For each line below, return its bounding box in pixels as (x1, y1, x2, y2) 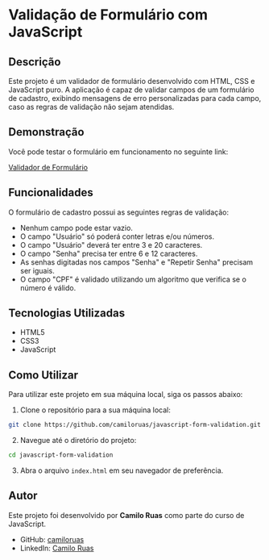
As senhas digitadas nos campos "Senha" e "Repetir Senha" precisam (19, 257, 254, 267)
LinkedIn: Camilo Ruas (19, 543, 94, 553)
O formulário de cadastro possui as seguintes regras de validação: (8, 207, 230, 217)
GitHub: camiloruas (19, 534, 85, 544)
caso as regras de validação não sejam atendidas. (8, 102, 175, 111)
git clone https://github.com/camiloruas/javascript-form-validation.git (8, 421, 262, 429)
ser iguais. (19, 265, 55, 275)
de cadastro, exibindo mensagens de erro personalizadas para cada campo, (8, 94, 262, 102)
